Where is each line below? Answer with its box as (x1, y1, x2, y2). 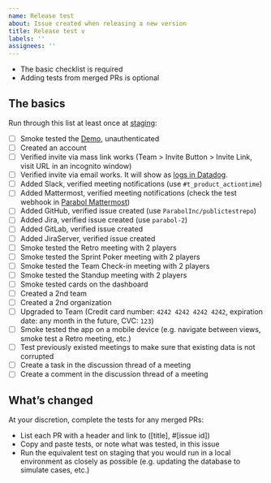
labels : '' (8, 34, 45, 43)
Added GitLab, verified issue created (19, 224, 144, 234)
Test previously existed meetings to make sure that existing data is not (19, 343, 256, 352)
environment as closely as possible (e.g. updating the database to (19, 456, 241, 467)
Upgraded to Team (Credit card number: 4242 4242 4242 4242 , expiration (19, 307, 264, 317)
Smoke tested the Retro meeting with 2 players (19, 243, 177, 252)
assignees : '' (8, 42, 57, 50)
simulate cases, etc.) (19, 465, 90, 475)
